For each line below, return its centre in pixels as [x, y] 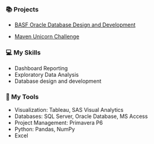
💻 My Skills [23, 53]
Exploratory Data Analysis [47, 74]
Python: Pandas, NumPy [45, 129]
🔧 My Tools [22, 97]
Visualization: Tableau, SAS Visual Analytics [69, 110]
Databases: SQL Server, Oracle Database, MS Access [81, 116]
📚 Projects [22, 9]
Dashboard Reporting [41, 68]
